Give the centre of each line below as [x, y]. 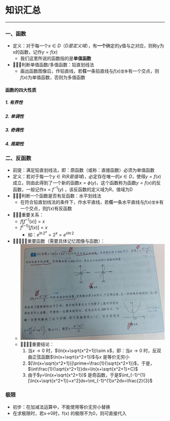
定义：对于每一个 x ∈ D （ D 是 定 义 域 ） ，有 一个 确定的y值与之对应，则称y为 [88, 46]
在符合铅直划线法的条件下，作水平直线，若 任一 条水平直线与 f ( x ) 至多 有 [92, 202]
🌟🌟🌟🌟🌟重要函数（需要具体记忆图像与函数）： [59, 241]
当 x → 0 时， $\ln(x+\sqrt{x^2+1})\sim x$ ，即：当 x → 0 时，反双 [94, 351]
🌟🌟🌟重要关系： [28, 215]
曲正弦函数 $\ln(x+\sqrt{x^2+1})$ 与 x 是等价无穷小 [79, 357]
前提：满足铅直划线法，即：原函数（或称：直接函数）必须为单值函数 [83, 170]
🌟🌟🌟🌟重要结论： [37, 345]
